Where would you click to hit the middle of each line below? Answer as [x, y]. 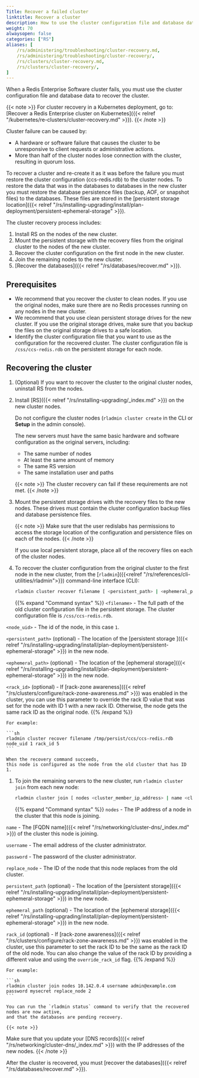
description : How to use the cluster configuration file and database [95, 23]
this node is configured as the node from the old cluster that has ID [96, 764]
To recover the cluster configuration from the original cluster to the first [102, 568]
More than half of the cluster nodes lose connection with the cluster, [98, 156]
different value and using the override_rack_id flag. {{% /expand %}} [91, 959]
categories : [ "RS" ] [30, 39]
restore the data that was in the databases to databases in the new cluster [97, 186]
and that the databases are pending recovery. [65, 1017]
